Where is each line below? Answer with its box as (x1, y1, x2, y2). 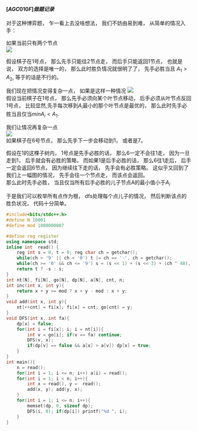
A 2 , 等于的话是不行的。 (6, 74, 62, 82)
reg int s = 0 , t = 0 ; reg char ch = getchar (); (16, 250, 138, 256)
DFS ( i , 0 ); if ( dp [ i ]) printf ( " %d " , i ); (27, 408, 128, 415)
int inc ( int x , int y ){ (6, 283, 65, 289)
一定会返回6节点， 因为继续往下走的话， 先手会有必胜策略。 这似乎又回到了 (6, 164, 189, 171)
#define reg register (6, 233, 59, 239)
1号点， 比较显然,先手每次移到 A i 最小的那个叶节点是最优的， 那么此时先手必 (6, 102, 188, 110)
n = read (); (16, 364, 46, 370)
